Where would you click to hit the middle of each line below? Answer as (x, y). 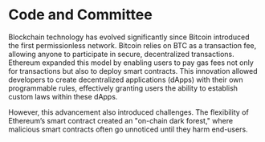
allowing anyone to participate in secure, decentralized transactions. (121, 54)
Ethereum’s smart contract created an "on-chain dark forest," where (121, 120)
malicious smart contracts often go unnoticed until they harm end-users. (128, 129)
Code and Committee (80, 15)
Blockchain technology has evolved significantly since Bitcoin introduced (129, 37)
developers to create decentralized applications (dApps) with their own (126, 79)
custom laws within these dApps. (63, 96)
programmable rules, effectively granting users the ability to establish (123, 88)
